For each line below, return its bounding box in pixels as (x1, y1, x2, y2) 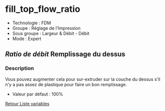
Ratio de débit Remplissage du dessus (5, 50, 125, 58)
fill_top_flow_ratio (5, 3, 80, 15)
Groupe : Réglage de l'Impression (12, 25, 81, 31)
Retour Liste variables (5, 101, 50, 107)
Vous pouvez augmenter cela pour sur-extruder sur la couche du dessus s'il (5, 76, 161, 82)
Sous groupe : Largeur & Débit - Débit (12, 30, 90, 36)
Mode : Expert (12, 36, 42, 42)
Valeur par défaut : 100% (12, 91, 63, 97)
